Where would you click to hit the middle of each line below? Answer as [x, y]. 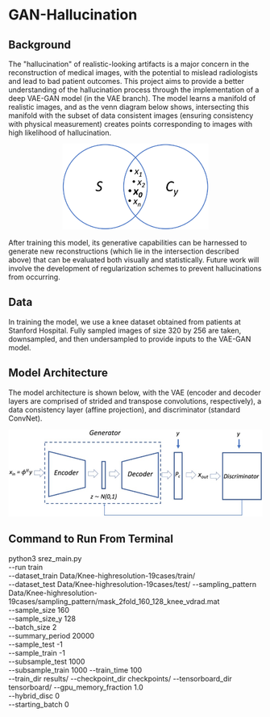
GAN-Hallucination [73, 15]
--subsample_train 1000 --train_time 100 [75, 670]
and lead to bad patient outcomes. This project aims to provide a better [126, 81]
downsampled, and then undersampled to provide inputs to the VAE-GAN [130, 339]
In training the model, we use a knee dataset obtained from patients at [125, 321]
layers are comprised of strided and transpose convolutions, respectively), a [135, 400]
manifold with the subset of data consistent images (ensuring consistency [131, 115]
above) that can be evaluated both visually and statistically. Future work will [134, 260]
